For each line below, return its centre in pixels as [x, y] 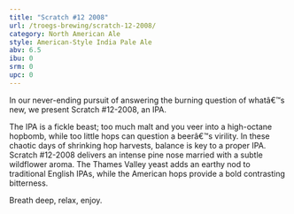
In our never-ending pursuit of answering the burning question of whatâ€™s [147, 100]
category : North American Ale [65, 34]
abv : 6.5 [25, 50]
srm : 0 [21, 67]
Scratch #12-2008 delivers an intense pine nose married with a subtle [136, 155]
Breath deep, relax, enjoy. [56, 200]
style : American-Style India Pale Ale [81, 42]
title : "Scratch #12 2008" [59, 17]
